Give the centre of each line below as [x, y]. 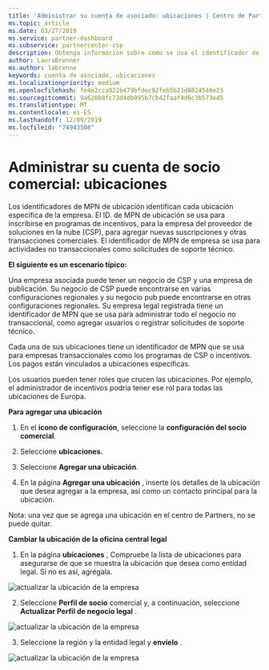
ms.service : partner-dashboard [60, 38]
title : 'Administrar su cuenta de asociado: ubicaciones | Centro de [127, 16]
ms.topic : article [39, 23]
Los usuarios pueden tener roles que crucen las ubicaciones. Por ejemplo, [131, 379]
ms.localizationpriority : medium [64, 83]
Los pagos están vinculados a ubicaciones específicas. [99, 363]
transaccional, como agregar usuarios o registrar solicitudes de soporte [126, 322]
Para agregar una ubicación [55, 412]
